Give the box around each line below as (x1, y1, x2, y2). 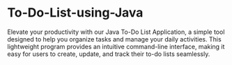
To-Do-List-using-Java (7, 5, 144, 21)
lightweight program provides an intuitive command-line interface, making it (7, 42, 225, 50)
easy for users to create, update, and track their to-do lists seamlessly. (7, 50, 210, 58)
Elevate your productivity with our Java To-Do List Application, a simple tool (7, 28, 225, 36)
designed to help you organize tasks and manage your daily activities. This (7, 35, 222, 43)
